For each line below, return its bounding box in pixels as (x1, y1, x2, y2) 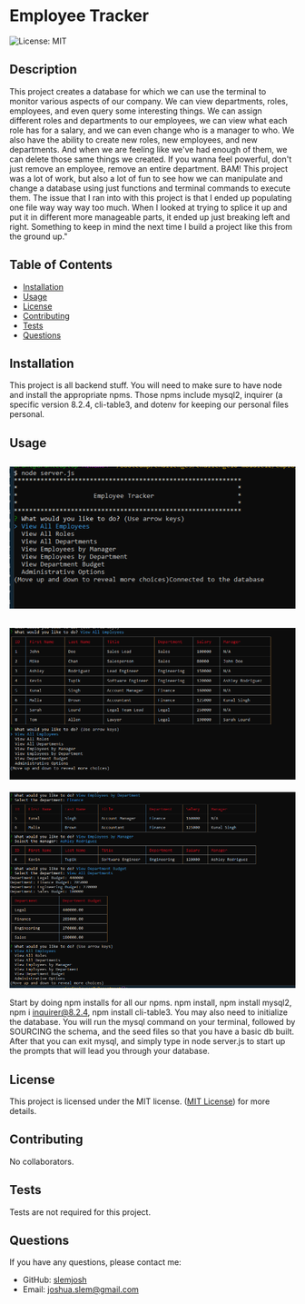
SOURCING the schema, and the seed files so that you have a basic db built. (9, 1026, 295, 1037)
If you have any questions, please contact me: (9, 1257, 182, 1268)
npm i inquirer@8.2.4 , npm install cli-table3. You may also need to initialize (9, 1007, 289, 1018)
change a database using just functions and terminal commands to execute (9, 183, 290, 194)
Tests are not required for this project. (9, 1206, 152, 1218)
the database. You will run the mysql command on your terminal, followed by (9, 1017, 296, 1028)
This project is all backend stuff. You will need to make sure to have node (9, 380, 283, 391)
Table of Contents (9, 257, 113, 273)
